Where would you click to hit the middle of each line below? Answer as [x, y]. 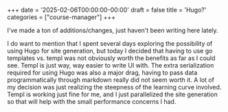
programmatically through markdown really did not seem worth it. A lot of [111, 80]
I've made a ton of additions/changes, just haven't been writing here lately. [113, 30]
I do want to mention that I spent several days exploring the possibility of [110, 43]
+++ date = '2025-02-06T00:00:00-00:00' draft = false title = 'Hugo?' [107, 10]
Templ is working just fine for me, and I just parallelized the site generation [113, 94]
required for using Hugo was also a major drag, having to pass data [102, 72]
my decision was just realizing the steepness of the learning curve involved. [114, 87]
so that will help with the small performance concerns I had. [92, 101]
